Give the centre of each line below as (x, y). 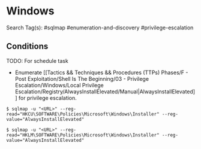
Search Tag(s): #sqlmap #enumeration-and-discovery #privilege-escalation (100, 28)
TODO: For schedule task (37, 60)
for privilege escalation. (47, 98)
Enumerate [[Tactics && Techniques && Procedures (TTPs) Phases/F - (101, 72)
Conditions (27, 46)
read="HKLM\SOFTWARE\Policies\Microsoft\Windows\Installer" (83, 135)
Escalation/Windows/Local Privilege (59, 85)
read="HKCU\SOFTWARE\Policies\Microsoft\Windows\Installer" (83, 114)
